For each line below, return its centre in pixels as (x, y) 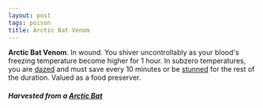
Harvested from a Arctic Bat (55, 95)
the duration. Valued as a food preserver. (75, 78)
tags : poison (30, 23)
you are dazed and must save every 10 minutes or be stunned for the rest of (131, 69)
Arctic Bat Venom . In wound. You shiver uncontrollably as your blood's (124, 53)
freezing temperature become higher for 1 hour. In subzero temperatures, (127, 61)
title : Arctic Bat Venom (49, 30)
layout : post (30, 15)
